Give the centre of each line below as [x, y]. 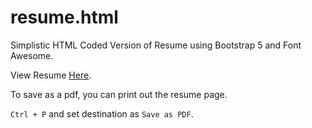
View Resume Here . [51, 75]
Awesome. [32, 55]
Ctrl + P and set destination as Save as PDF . [102, 113]
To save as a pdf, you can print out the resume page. [119, 94]
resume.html [64, 17]
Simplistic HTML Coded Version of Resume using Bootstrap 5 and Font [156, 45]
